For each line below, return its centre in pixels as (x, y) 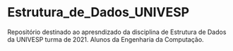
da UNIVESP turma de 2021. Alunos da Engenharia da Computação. (106, 39)
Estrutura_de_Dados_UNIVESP (98, 12)
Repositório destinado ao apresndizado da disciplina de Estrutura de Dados (117, 32)
